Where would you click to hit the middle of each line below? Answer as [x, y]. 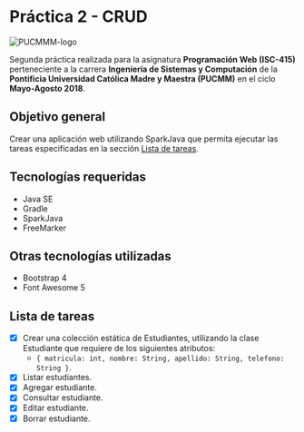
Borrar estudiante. [56, 418]
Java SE [38, 199]
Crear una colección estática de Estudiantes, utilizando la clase [141, 339]
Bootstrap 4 [44, 278]
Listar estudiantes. [57, 378]
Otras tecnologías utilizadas [91, 256]
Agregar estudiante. [60, 388]
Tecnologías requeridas [78, 177]
